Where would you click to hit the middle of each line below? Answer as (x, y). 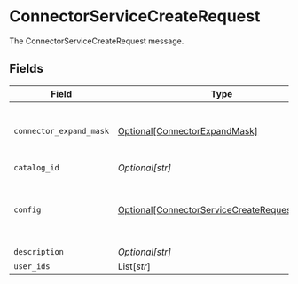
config (27, 209)
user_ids (32, 266)
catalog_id (36, 167)
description (39, 252)
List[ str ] (134, 266)
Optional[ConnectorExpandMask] (188, 130)
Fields (27, 69)
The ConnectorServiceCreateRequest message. (97, 41)
